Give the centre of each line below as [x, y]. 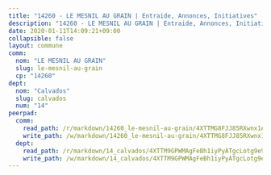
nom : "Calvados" [43, 91]
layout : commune [35, 46]
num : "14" [32, 106]
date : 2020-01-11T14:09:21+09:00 [65, 31]
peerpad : [23, 114]
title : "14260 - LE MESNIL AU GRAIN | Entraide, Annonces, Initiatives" [133, 16]
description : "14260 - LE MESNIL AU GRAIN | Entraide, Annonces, [120, 23]
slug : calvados [41, 98]
